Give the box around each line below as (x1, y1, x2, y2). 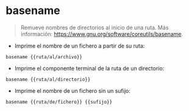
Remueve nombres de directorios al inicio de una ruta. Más (20, 24, 169, 31)
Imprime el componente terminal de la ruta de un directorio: (14, 65, 165, 72)
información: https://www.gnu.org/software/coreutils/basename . (20, 30, 184, 37)
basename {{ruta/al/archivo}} (5, 54, 83, 60)
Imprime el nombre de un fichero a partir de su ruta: (14, 42, 145, 49)
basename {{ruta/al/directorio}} (5, 76, 91, 82)
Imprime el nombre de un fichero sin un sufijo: (14, 87, 130, 95)
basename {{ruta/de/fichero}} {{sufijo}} (5, 99, 113, 105)
